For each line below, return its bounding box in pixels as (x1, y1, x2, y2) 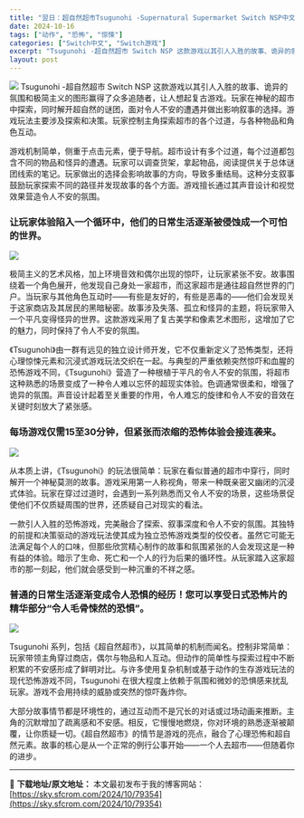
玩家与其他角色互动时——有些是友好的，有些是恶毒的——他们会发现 (33, 291, 287, 302)
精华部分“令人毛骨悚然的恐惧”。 (9, 602, 149, 614)
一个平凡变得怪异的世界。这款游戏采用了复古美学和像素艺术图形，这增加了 (9, 314, 287, 325)
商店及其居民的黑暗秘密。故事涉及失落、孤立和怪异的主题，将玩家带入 (33, 302, 295, 313)
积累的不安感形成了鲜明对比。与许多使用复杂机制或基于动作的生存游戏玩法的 (9, 663, 295, 674)
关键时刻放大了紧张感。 (9, 401, 97, 412)
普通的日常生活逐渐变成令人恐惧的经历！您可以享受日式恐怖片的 (9, 588, 288, 601)
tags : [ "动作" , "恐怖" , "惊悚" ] (9, 30, 124, 39)
